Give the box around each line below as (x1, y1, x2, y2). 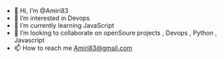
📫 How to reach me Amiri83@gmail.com (13, 44, 133, 52)
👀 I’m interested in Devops (13, 14, 90, 22)
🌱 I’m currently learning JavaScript (13, 22, 114, 29)
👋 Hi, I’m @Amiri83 (13, 7, 69, 15)
